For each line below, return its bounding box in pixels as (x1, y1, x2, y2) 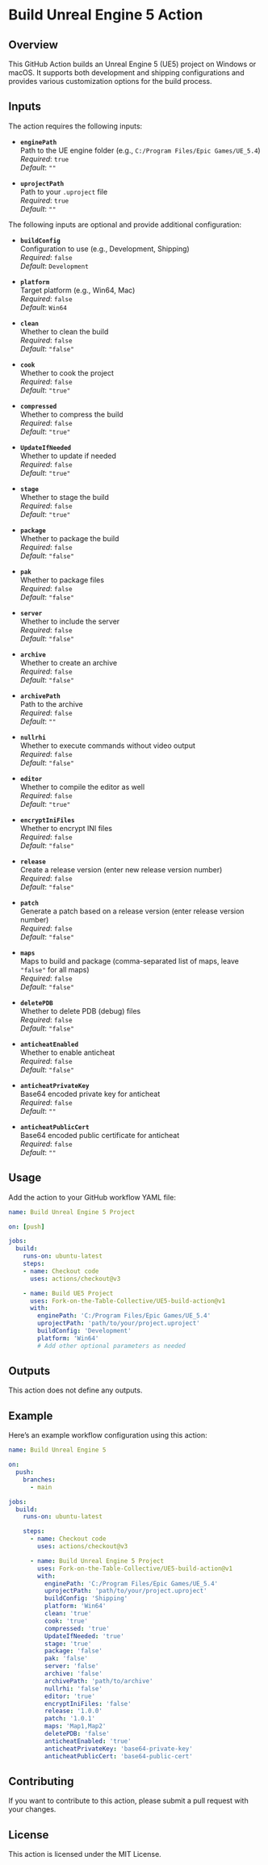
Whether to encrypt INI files (19, 823, 113, 833)
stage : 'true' (44, 1640, 92, 1648)
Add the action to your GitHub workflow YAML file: (8, 1192, 176, 1202)
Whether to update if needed (19, 451, 117, 460)
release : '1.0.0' (44, 1707, 103, 1716)
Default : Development (19, 261, 89, 271)
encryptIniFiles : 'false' (44, 1699, 132, 1707)
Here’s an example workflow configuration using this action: (8, 1430, 207, 1440)
